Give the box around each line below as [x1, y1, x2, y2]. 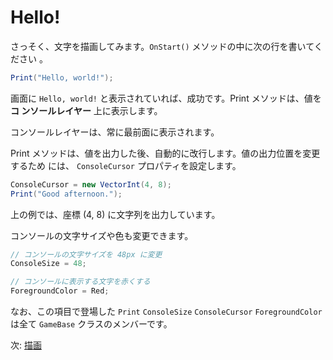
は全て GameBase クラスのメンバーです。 [10, 318, 173, 330]
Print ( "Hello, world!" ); [10, 72, 114, 83]
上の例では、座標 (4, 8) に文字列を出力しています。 [10, 208, 221, 220]
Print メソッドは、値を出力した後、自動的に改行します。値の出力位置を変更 [10, 147, 321, 159]
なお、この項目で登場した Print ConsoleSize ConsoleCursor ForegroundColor [10, 306, 323, 318]
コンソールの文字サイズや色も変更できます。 [10, 229, 194, 241]
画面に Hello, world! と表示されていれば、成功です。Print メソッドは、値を [10, 92, 322, 104]
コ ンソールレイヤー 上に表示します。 [10, 104, 163, 116]
